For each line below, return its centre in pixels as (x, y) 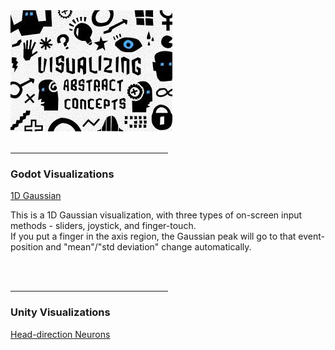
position (27, 247)
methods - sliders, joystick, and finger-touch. (103, 226)
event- (311, 236)
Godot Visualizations (62, 174)
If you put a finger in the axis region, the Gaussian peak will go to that (153, 236)
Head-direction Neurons (60, 334)
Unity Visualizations (60, 312)
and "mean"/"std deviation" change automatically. (148, 247)
